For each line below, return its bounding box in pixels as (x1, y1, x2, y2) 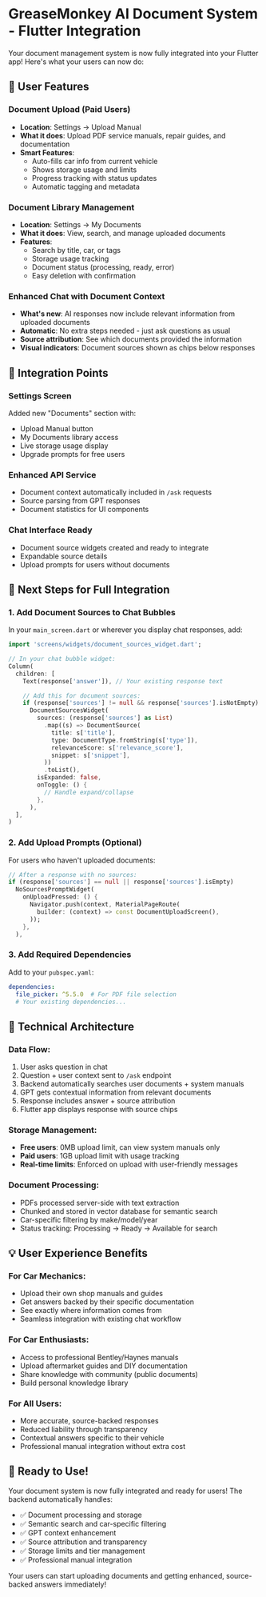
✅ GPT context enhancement (19, 1527, 117, 1537)
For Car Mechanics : (8, 1271, 86, 1281)
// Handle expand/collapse (43, 788, 134, 796)
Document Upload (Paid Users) (8, 104, 131, 115)
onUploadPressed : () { (22, 893, 98, 901)
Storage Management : (8, 1125, 97, 1136)
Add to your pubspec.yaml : (8, 967, 94, 977)
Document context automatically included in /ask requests (19, 487, 212, 497)
